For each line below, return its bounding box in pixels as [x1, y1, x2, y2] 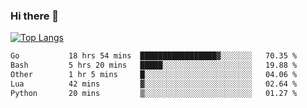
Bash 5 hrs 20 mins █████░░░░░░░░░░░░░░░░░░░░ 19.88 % [10, 60, 298, 71]
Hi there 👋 [10, 9, 60, 23]
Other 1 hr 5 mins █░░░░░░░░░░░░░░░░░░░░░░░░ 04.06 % [10, 70, 298, 80]
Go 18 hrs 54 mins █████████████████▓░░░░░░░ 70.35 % [10, 51, 298, 61]
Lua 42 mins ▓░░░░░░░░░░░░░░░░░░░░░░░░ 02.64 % [10, 79, 298, 89]
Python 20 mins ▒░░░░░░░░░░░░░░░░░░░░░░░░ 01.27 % [10, 88, 298, 98]
